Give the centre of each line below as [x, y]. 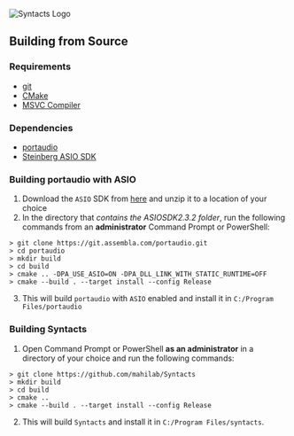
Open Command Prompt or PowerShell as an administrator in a [138, 348]
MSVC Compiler [51, 105]
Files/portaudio [52, 307]
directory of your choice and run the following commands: [128, 358]
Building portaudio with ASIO [73, 179]
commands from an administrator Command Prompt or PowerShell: [146, 227]
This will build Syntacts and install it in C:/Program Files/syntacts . [143, 422]
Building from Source [69, 41]
